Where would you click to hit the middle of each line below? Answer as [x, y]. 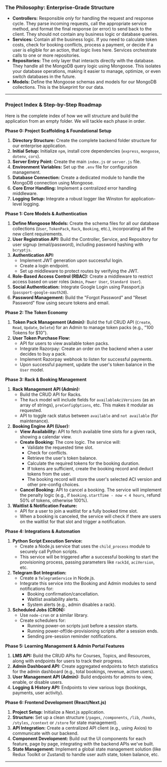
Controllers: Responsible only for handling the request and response [83, 18]
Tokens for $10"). [30, 333]
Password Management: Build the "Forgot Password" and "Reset [80, 297]
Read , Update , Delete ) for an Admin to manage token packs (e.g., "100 [83, 327]
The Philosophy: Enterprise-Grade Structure [60, 7]
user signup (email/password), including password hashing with [78, 244]
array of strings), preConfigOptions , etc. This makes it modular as [86, 405]
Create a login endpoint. [44, 265]
